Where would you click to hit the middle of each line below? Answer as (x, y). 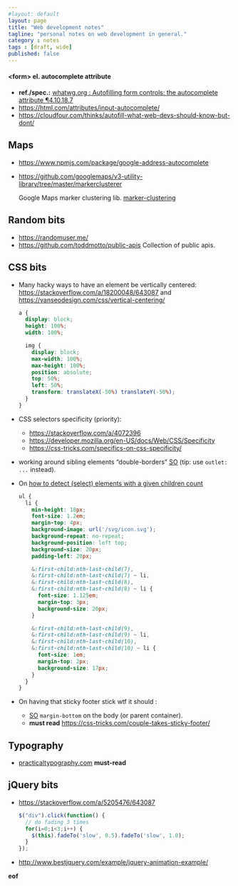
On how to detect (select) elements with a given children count (111, 483)
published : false (34, 54)
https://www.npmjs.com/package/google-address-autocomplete (113, 162)
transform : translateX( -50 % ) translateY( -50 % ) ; (103, 392)
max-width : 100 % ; (57, 359)
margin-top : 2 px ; (63, 661)
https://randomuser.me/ (53, 237)
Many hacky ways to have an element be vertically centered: (107, 285)
